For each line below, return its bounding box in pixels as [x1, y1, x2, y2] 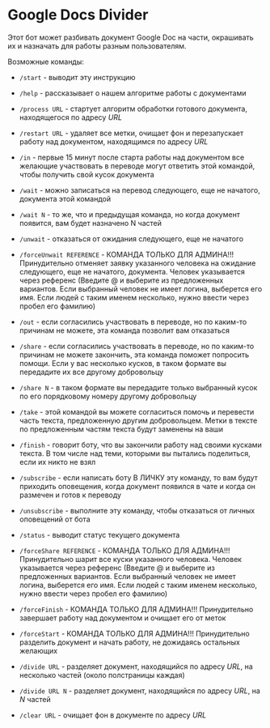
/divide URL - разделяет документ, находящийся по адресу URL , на [19, 662, 254, 671]
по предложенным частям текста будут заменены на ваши [19, 424, 224, 434]
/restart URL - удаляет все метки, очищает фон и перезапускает [19, 128, 244, 138]
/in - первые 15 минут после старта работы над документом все [19, 152, 245, 162]
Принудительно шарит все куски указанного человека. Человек [19, 554, 243, 564]
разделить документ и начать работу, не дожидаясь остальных [19, 637, 240, 647]
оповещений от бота [19, 514, 91, 524]
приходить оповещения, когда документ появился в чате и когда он [19, 481, 256, 491]
